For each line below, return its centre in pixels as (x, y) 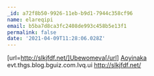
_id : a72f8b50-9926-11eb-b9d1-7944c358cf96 (70, 13)
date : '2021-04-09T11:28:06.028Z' (56, 39)
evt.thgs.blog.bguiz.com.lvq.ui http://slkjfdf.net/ (74, 65)
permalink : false (32, 32)
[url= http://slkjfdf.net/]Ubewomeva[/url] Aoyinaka (77, 58)
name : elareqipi (30, 20)
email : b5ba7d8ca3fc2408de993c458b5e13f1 (67, 26)
